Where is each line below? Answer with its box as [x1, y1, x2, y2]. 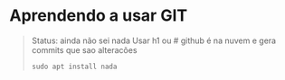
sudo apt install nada [31, 62, 118, 71]
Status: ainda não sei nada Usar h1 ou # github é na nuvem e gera [31, 35, 277, 46]
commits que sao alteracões [31, 44, 138, 55]
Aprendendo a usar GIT [9, 5, 188, 26]
